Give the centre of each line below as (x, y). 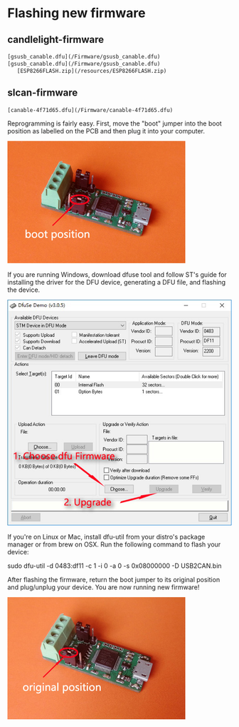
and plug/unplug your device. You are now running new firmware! (103, 587)
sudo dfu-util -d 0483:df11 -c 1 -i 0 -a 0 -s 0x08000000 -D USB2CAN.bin (115, 566)
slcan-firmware (43, 93)
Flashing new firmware (76, 13)
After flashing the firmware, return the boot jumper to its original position (114, 579)
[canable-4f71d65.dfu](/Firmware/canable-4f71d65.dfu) (90, 110)
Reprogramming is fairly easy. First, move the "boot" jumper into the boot (115, 123)
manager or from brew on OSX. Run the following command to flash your (114, 544)
